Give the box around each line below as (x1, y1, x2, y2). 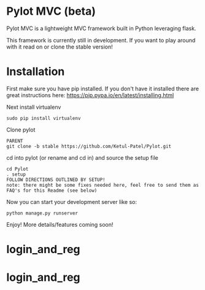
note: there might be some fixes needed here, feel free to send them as (6, 182, 199, 188)
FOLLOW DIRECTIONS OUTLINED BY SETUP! (6, 176, 106, 182)
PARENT (6, 138, 23, 144)
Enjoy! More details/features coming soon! (6, 221, 114, 228)
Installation (6, 65, 65, 79)
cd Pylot (6, 166, 29, 172)
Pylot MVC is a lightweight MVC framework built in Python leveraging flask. (6, 25, 196, 32)
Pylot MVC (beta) (6, 4, 96, 18)
